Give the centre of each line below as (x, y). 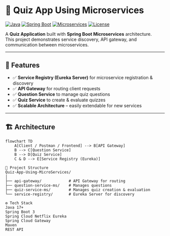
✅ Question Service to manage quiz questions (61, 94)
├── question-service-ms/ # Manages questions (59, 185)
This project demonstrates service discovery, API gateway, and (71, 39)
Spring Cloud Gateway (28, 221)
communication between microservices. (47, 44)
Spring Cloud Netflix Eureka (36, 216)
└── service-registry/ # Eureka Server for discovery (70, 194)
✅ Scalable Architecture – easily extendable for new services (77, 105)
